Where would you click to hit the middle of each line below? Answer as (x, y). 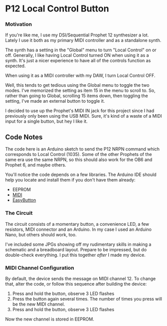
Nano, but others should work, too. (41, 234)
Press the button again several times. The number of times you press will (87, 299)
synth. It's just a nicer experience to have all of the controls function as (78, 61)
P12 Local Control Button (57, 9)
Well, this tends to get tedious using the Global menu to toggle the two (77, 85)
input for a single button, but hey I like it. (47, 121)
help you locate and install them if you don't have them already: (70, 180)
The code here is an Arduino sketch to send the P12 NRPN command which (83, 149)
